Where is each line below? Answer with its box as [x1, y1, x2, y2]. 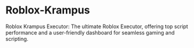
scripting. [5, 35, 29, 42]
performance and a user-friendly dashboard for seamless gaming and [5, 29, 175, 36]
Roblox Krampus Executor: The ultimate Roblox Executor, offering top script [5, 23, 189, 30]
